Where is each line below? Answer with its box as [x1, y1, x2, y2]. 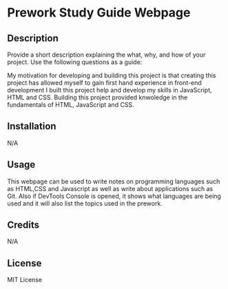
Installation [7, 121, 56, 132]
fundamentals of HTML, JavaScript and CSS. [7, 101, 134, 108]
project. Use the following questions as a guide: [7, 58, 143, 66]
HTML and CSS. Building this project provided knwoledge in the [7, 93, 188, 101]
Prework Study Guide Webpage [7, 5, 191, 21]
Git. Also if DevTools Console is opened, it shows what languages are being [7, 192, 222, 200]
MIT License [7, 276, 43, 284]
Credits [7, 219, 40, 231]
